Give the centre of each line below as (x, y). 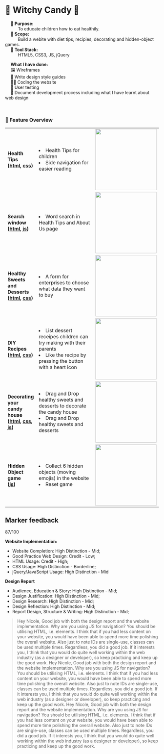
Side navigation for (67, 163)
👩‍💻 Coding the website (33, 82)
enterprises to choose (64, 283)
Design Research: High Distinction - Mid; (53, 601)
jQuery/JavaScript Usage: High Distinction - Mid (60, 572)
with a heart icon (58, 367)
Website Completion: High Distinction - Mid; (56, 551)
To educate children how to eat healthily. (59, 28)
